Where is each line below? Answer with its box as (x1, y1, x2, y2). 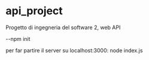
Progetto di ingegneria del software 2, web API (5, 24, 121, 31)
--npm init (5, 35, 31, 42)
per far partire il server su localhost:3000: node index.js (5, 46, 143, 54)
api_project (5, 4, 63, 18)
